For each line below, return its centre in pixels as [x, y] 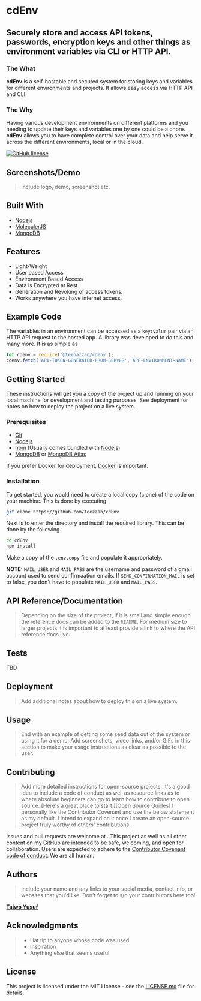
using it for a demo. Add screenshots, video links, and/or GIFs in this [105, 741]
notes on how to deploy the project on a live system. [71, 406]
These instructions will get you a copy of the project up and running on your [100, 393]
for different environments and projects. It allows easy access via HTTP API [100, 88]
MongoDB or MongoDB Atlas [51, 454]
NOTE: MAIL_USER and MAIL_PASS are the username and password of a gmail [99, 569]
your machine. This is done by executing [56, 501]
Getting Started [36, 379]
